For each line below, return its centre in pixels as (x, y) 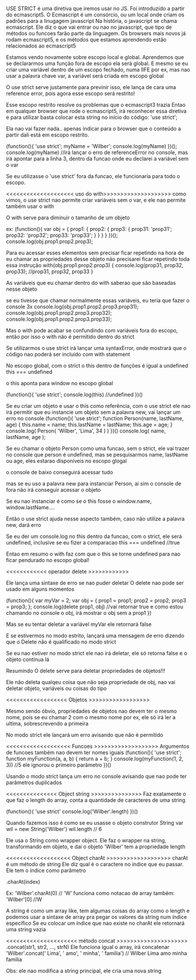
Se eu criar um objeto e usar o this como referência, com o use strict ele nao (98, 406)
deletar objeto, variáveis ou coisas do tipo (56, 688)
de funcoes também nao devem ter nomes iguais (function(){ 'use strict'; (94, 752)
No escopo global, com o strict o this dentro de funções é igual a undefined (97, 365)
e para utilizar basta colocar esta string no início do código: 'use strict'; (92, 117)
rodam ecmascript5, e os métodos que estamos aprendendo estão (86, 40)
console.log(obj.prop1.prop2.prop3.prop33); (59, 319)
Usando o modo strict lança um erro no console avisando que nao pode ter (97, 776)
